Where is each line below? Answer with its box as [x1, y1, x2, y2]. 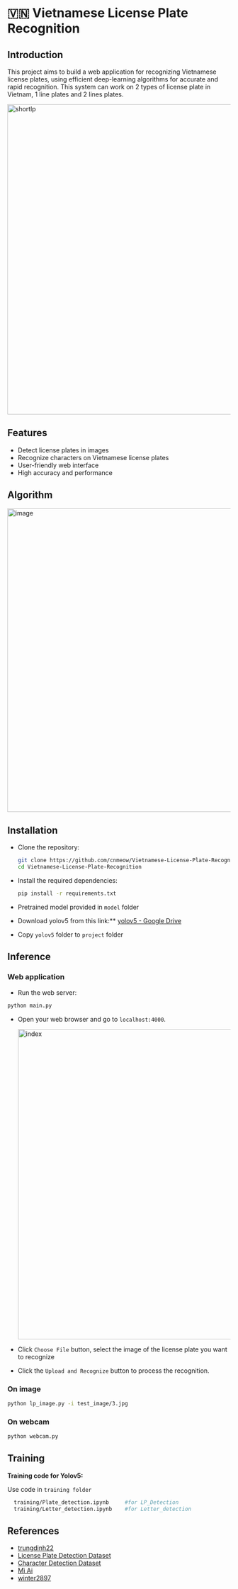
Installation [7, 825, 58, 837]
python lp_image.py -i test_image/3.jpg [7, 1400, 129, 1407]
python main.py [7, 1002, 52, 1009]
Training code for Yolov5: [7, 1471, 84, 1480]
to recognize [17, 1352, 55, 1361]
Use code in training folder [7, 1485, 92, 1493]
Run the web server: [17, 988, 77, 997]
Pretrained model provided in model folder [17, 903, 140, 912]
